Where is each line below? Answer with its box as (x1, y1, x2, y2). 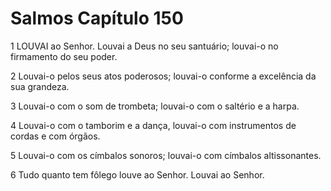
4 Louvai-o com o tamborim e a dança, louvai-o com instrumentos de (10, 119, 297, 131)
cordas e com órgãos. (10, 130, 101, 142)
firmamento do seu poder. (10, 50, 118, 62)
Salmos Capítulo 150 (10, 7, 184, 30)
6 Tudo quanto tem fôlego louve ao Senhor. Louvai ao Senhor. (10, 168, 265, 181)
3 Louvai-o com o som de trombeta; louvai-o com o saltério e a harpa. (10, 100, 300, 112)
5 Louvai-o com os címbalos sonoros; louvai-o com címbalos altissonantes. (10, 149, 322, 161)
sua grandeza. (10, 80, 70, 92)
